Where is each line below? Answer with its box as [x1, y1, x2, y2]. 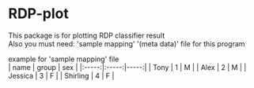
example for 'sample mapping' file [8, 54, 119, 64]
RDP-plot [8, 5, 69, 23]
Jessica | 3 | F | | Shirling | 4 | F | [8, 71, 115, 80]
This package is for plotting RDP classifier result [8, 31, 165, 40]
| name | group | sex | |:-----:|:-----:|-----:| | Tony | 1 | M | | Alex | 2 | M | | [8, 62, 247, 71]
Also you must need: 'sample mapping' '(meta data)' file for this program [8, 38, 245, 48]
